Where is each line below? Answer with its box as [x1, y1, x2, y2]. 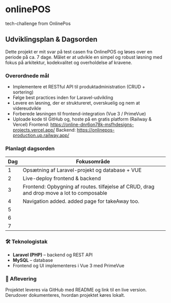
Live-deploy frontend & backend [22, 175, 101, 182]
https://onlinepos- [76, 127, 115, 133]
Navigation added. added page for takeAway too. [22, 198, 140, 205]
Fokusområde [76, 158, 110, 165]
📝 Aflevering [5, 275, 37, 282]
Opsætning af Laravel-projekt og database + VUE [22, 167, 142, 174]
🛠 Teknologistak [5, 238, 48, 245]
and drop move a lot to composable [22, 190, 108, 197]
